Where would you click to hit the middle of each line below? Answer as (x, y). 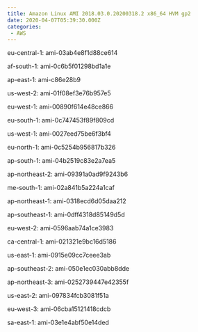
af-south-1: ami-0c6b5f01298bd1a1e (59, 66)
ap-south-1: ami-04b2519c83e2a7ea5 (61, 161)
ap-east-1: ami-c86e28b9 (44, 80)
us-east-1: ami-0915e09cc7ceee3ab (59, 255)
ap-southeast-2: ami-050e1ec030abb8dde (68, 269)
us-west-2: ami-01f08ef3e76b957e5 (59, 93)
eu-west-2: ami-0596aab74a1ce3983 (60, 228)
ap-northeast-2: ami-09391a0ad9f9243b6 (68, 174)
